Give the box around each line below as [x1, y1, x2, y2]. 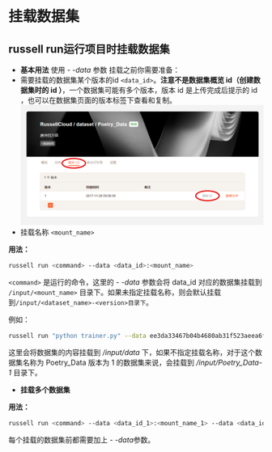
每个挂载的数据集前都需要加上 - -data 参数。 [8, 434, 155, 445]
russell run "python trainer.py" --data [8, 332, 147, 340]
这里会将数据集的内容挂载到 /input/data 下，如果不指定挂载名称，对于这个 [8, 347, 256, 357]
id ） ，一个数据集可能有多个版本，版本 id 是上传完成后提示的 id [50, 86, 257, 95]
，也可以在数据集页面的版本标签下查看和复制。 [19, 95, 176, 105]
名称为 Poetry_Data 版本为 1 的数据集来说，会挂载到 [22, 357, 195, 367]
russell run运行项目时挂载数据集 [8, 42, 170, 56]
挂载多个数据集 [19, 385, 70, 395]
